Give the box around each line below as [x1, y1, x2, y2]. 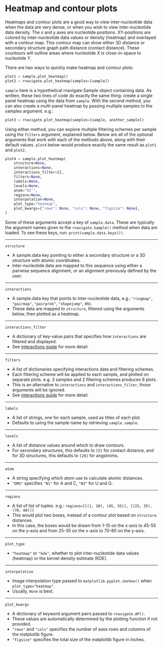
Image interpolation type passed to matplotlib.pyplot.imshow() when [12, 577, 152, 584]
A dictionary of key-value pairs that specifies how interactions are [12, 333, 147, 339]
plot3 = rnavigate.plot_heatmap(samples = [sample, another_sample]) [5, 117, 145, 122]
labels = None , [14, 179, 40, 184]
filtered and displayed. [12, 339, 57, 344]
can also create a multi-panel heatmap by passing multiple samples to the [5, 103, 153, 108]
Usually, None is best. [12, 588, 54, 594]
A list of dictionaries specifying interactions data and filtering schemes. [12, 366, 155, 372]
